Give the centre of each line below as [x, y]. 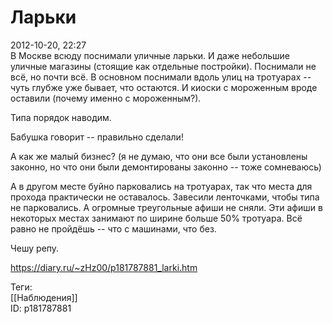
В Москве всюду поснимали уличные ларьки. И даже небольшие [150, 55]
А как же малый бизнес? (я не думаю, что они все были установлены [159, 156]
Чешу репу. [35, 248]
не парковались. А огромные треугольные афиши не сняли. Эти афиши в [166, 207]
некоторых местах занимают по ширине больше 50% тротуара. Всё [156, 218]
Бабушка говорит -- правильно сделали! [97, 137]
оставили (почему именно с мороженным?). [106, 98]
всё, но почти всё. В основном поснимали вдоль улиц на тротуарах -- [161, 77]
